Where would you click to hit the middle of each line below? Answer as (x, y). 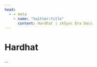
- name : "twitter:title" (39, 19)
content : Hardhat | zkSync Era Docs (55, 23)
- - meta (18, 14)
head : (10, 10)
